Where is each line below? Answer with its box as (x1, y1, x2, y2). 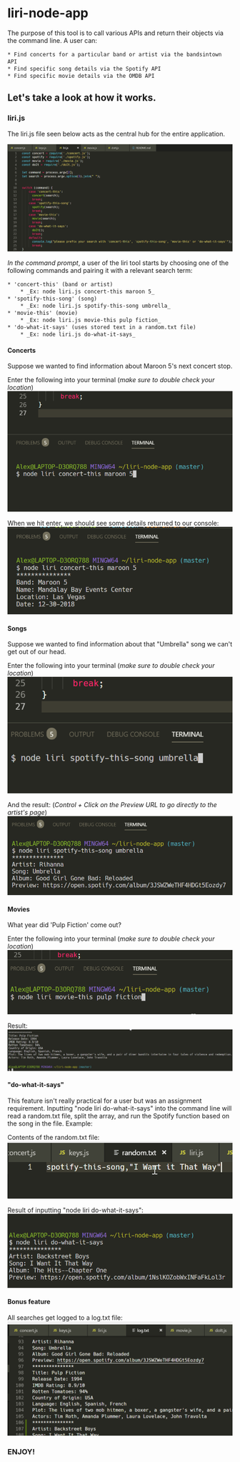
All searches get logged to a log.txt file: (7, 1313, 123, 1322)
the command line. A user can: (7, 36, 98, 44)
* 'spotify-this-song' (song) (7, 295, 98, 303)
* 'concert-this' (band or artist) (7, 281, 114, 289)
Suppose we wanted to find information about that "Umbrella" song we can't (7, 640, 233, 649)
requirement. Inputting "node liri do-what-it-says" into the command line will (7, 1103, 232, 1112)
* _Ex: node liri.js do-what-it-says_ (20, 331, 136, 339)
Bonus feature (7, 1298, 51, 1306)
